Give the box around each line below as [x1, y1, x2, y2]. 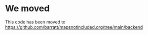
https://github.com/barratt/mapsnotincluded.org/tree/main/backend [5, 24, 143, 30]
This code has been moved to [5, 19, 66, 25]
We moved [5, 3, 50, 14]
